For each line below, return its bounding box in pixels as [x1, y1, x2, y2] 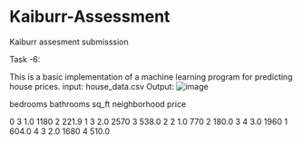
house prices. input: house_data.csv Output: [9, 81, 175, 91]
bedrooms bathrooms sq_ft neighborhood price [9, 98, 187, 110]
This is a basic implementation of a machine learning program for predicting [9, 71, 293, 82]
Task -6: [9, 53, 41, 64]
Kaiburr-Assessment [9, 6, 170, 27]
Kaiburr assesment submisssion [9, 36, 129, 47]
